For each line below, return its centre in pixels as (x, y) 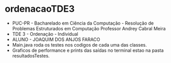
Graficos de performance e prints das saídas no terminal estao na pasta (88, 50)
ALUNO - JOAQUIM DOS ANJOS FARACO (56, 39)
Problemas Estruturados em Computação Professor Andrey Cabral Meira (89, 28)
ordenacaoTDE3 (40, 9)
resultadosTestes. (31, 56)
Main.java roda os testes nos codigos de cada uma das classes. (79, 45)
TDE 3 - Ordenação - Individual (45, 34)
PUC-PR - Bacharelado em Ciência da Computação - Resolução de (83, 23)
